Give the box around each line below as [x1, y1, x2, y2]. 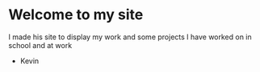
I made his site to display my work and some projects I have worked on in [8, 32, 252, 42]
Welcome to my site [8, 6, 144, 24]
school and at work [8, 40, 73, 50]
